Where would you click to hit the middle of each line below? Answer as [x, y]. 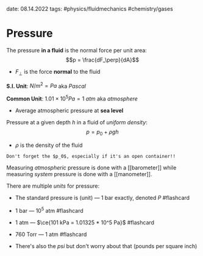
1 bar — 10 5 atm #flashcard [49, 210]
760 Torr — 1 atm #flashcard [51, 234]
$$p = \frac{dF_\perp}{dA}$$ [102, 60]
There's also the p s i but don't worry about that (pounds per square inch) [106, 246]
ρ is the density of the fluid [49, 145]
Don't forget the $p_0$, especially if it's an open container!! [91, 156]
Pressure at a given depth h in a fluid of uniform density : [77, 123]
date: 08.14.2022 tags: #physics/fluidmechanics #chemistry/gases [90, 9]
